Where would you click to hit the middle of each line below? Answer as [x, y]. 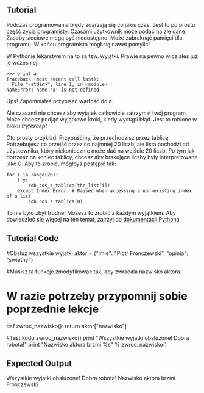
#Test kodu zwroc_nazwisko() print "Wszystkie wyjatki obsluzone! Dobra [98, 337]
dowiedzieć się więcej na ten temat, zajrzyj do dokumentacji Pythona [93, 219]
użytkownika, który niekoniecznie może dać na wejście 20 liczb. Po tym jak [100, 150]
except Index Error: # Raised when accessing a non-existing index [104, 191]
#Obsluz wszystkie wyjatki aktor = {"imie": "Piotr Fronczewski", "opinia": [97, 253]
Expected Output [39, 363]
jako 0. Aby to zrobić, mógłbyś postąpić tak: [62, 164]
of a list [19, 196]
